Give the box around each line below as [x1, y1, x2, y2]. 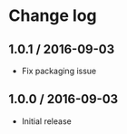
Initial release [21, 115, 72, 127]
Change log [8, 5, 97, 26]
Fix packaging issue [21, 65, 97, 76]
